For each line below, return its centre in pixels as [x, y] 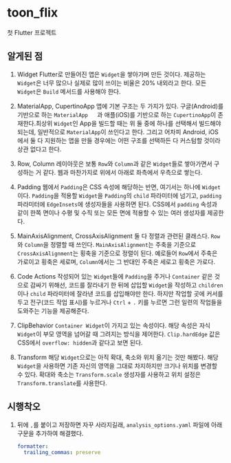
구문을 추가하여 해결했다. [50, 433]
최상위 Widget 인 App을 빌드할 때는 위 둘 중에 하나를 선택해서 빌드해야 [128, 123]
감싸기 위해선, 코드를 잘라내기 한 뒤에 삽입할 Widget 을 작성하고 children [126, 285]
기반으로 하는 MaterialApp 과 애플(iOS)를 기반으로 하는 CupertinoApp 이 [117, 114]
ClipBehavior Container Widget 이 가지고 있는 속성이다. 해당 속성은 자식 [114, 325]
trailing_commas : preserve [62, 453]
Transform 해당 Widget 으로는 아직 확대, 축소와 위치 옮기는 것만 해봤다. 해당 [118, 357]
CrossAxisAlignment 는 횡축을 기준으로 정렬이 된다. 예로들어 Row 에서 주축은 [117, 253]
